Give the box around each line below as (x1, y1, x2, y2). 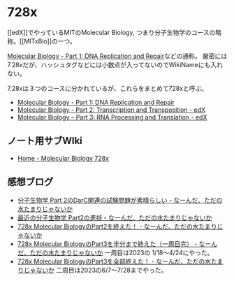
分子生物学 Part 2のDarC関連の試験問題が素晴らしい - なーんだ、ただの (17, 196, 223, 204)
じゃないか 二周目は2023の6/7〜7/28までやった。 (23, 266, 168, 274)
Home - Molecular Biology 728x (17, 154, 110, 162)
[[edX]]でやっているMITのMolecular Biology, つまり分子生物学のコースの (7, 28, 216, 36)
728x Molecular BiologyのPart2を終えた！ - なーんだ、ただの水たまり (17, 222, 217, 231)
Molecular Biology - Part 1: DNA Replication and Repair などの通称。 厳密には (7, 52, 228, 60)
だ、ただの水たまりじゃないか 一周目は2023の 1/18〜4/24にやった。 (17, 248, 214, 257)
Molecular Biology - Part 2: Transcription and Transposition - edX (17, 106, 206, 114)
